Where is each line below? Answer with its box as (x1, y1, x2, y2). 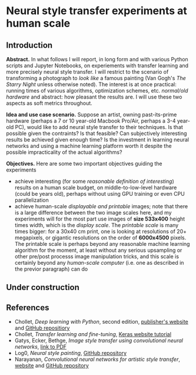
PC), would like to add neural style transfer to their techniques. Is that (15, 124, 184, 130)
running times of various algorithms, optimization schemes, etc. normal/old (6, 87, 188, 94)
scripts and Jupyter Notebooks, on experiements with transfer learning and (6, 62, 189, 69)
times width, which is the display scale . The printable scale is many (14, 222, 179, 228)
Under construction (6, 282, 79, 292)
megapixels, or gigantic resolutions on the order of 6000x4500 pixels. (14, 234, 187, 241)
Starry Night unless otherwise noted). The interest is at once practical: (6, 81, 177, 88)
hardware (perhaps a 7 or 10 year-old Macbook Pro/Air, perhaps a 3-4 (6, 117, 176, 124)
